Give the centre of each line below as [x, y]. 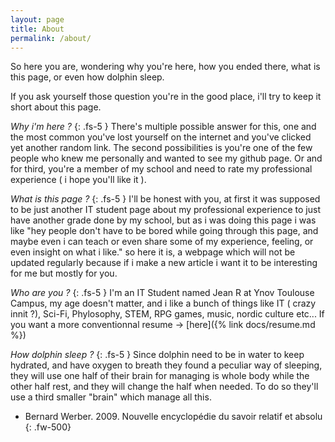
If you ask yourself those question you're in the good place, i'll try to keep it [166, 97]
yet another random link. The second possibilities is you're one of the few [161, 148]
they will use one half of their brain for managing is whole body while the [160, 376]
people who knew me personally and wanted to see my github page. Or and [166, 158]
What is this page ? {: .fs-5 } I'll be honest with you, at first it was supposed [165, 199]
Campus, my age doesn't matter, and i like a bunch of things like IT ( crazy [163, 303]
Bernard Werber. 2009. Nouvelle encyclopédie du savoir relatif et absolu [173, 417]
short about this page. [56, 107]
